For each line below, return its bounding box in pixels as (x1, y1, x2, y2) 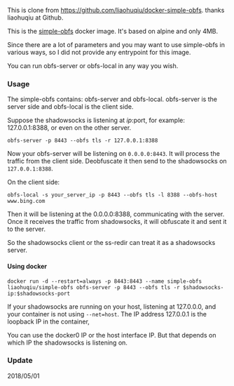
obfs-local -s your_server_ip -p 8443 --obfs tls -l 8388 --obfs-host (7, 192, 218, 199)
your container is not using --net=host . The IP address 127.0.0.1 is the (7, 310, 207, 318)
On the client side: (7, 178, 60, 187)
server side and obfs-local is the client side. (7, 102, 134, 111)
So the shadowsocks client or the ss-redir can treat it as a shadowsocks (7, 239, 216, 247)
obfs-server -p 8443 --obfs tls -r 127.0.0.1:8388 (7, 137, 158, 145)
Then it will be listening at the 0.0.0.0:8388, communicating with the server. (7, 210, 225, 218)
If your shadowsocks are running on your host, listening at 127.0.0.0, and (7, 302, 216, 311)
